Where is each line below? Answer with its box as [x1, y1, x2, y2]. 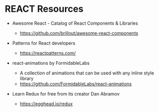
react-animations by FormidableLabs [12, 60, 90, 66]
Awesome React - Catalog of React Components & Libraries [12, 20, 139, 26]
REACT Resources [5, 3, 84, 15]
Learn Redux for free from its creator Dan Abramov [12, 90, 120, 97]
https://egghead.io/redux [19, 101, 73, 107]
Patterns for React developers [12, 40, 76, 46]
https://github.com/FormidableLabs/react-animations [19, 81, 132, 87]
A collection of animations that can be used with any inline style [19, 70, 154, 76]
